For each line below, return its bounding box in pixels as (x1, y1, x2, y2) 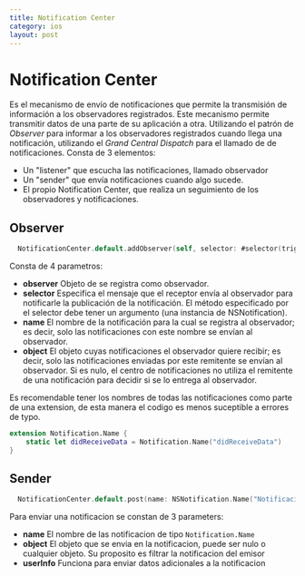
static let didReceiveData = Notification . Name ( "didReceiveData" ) (25, 437, 282, 446)
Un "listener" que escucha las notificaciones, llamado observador (22, 165, 269, 176)
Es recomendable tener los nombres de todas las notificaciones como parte (9, 392, 293, 403)
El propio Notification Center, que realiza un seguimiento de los (22, 184, 259, 195)
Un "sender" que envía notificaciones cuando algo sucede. (22, 174, 244, 186)
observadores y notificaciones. (22, 194, 139, 205)
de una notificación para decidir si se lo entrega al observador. (22, 375, 257, 386)
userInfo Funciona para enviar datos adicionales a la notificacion (22, 558, 266, 569)
